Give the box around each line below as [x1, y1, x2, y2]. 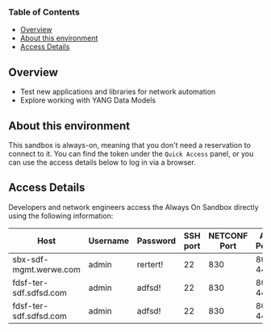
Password [136, 235, 176, 246]
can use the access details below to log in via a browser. [8, 157, 196, 167]
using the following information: [8, 211, 114, 221]
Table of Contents [8, 6, 81, 18]
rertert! [136, 258, 164, 270]
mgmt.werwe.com [12, 263, 81, 275]
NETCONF [208, 229, 248, 241]
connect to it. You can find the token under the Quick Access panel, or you [8, 149, 254, 158]
